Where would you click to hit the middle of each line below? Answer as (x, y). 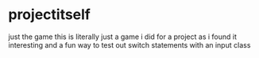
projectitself (50, 15)
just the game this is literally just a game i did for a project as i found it (122, 37)
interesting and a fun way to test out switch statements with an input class (129, 44)
